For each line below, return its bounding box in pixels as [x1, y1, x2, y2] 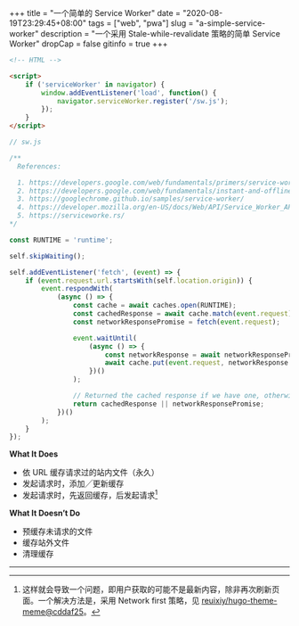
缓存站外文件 [21, 537, 69, 548]
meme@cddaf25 [21, 605, 85, 617]
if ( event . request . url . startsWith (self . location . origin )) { [25, 276, 253, 285]
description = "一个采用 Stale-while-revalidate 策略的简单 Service [40, 29, 281, 38]
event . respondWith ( [41, 284, 114, 293]
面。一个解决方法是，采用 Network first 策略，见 [21, 595, 200, 605]
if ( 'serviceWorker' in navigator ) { [25, 79, 166, 89]
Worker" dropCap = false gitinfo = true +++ [9, 38, 168, 49]
